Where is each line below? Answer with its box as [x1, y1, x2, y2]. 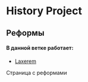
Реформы [6, 28, 45, 38]
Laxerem [14, 58, 37, 65]
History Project [6, 4, 82, 18]
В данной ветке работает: [6, 45, 74, 52]
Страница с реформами [6, 69, 67, 76]
